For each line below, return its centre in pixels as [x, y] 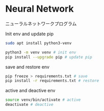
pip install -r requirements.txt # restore [52, 81]
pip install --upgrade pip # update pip [49, 57]
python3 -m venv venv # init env [41, 52]
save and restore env [28, 67]
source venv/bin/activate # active [43, 100]
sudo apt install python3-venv [38, 43]
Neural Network [40, 9]
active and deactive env [30, 91]
